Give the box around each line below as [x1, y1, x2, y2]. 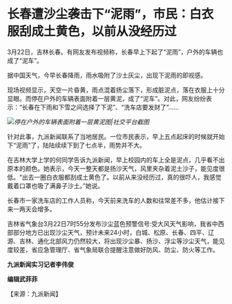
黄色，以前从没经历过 [55, 23, 177, 39]
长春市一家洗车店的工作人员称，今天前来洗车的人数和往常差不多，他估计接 [7, 196, 219, 205]
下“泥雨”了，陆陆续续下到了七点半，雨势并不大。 [7, 141, 146, 149]
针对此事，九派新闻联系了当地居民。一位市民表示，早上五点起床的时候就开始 [7, 132, 225, 140]
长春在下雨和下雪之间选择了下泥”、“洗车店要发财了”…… [21, 103, 180, 111]
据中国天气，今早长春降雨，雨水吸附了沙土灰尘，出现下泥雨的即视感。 [7, 70, 207, 79]
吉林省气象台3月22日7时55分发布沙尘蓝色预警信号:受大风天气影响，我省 [7, 219, 213, 228]
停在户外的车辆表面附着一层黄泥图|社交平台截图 [14, 117, 150, 126]
